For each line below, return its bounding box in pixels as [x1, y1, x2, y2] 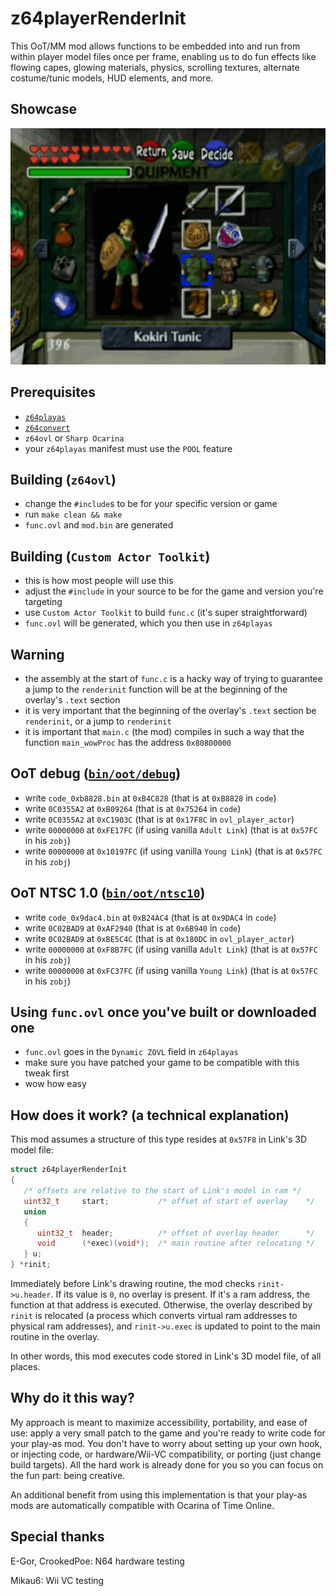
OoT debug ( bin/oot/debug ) [10, 765, 182, 782]
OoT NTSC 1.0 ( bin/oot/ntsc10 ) [10, 885, 206, 902]
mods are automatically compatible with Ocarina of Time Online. [10, 1499, 275, 1511]
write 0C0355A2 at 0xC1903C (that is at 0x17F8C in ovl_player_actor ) [24, 813, 295, 825]
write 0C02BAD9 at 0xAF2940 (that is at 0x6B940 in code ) [24, 922, 242, 934]
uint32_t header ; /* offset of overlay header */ [36, 1228, 315, 1238]
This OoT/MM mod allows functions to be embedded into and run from [10, 40, 301, 52]
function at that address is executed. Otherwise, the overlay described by [10, 1299, 313, 1311]
